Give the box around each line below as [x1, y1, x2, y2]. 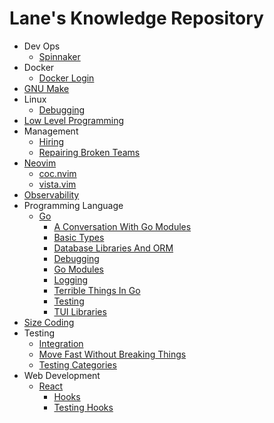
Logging [53, 273, 89, 286]
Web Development [23, 369, 101, 381]
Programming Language [23, 199, 124, 211]
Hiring [38, 135, 65, 147]
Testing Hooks [53, 401, 114, 413]
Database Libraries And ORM [53, 242, 174, 254]
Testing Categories [38, 358, 117, 371]
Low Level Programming [23, 114, 125, 126]
